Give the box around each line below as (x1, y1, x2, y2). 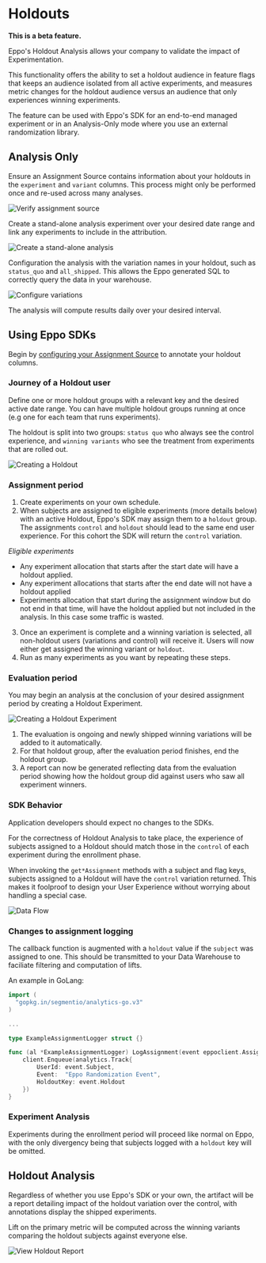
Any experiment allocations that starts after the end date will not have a (19, 578, 253, 588)
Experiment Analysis (8, 1111, 90, 1122)
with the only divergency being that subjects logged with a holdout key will (8, 1137, 252, 1147)
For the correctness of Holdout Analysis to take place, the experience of (8, 833, 244, 843)
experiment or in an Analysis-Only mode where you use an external (8, 119, 228, 128)
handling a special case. (8, 890, 87, 900)
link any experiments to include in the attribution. (8, 227, 168, 237)
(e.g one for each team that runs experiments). (8, 412, 161, 422)
